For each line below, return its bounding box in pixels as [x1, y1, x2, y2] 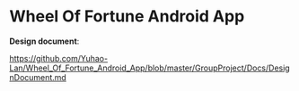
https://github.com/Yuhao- [9, 53, 109, 63]
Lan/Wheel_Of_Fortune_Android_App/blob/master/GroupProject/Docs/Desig [9, 62, 290, 73]
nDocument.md [9, 71, 67, 82]
